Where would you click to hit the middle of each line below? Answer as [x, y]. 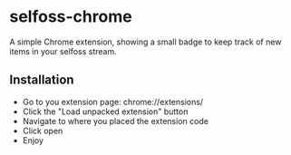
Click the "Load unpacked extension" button [105, 111]
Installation [42, 80]
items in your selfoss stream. [63, 51]
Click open [43, 131]
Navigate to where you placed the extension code [115, 121]
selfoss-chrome [71, 17]
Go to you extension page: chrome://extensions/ [113, 102]
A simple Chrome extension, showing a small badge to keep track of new [145, 42]
